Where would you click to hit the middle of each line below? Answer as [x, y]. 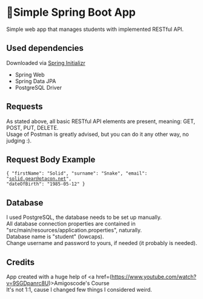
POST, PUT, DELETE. [32, 127]
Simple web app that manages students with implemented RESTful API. [95, 29]
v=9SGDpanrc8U [28, 283]
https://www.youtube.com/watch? [154, 277]
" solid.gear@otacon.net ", [39, 179]
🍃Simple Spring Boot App [71, 12]
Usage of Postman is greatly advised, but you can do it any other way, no [98, 134]
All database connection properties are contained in [71, 224]
